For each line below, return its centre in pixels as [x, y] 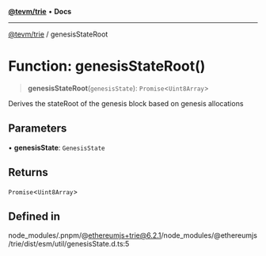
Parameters [38, 129]
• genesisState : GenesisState [57, 147]
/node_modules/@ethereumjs [209, 235]
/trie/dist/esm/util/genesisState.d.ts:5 [69, 244]
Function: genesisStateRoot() [107, 66]
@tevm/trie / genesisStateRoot [58, 34]
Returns [28, 172]
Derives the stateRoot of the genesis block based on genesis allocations [126, 103]
